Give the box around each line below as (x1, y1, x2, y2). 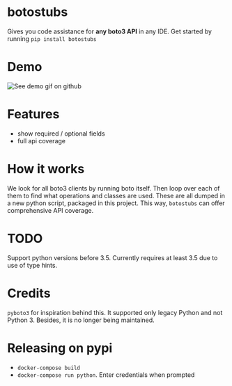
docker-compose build (17, 364, 80, 371)
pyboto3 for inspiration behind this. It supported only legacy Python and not (7, 308, 223, 316)
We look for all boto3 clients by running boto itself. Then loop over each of (7, 184, 220, 192)
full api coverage (17, 136, 66, 145)
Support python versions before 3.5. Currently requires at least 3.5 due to (7, 253, 218, 262)
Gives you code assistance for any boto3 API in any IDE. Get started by (7, 27, 212, 35)
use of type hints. (7, 261, 58, 269)
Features (7, 106, 60, 122)
